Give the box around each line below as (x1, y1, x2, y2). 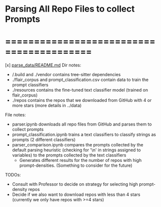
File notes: (5, 112, 26, 118)
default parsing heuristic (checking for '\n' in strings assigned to (12, 147, 141, 153)
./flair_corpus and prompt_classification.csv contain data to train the (12, 77, 149, 83)
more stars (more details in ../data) (12, 103, 82, 109)
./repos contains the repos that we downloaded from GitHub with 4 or (12, 97, 152, 103)
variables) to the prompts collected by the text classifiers (12, 152, 126, 158)
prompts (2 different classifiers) (12, 137, 76, 143)
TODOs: (5, 172, 21, 178)
